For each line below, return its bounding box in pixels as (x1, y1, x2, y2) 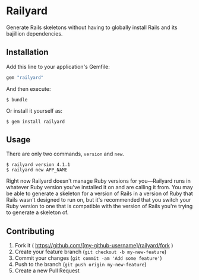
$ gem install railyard (6, 119, 65, 125)
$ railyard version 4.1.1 (6, 162, 70, 168)
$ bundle (6, 97, 28, 103)
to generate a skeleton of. (6, 209, 69, 216)
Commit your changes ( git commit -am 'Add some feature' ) (14, 254, 162, 262)
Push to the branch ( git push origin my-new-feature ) (14, 261, 147, 268)
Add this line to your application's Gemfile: (6, 63, 110, 70)
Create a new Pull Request (14, 267, 80, 274)
